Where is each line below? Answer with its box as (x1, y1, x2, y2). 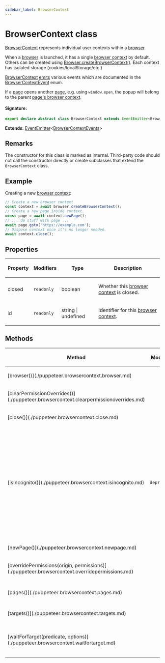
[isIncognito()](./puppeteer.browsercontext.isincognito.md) (7, 479, 145, 486)
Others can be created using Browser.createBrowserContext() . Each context (5, 59, 160, 65)
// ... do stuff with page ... (5, 218, 69, 223)
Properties (5, 245, 38, 254)
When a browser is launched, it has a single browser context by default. (5, 54, 150, 60)
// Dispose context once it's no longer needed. (5, 227, 107, 232)
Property (7, 265, 29, 272)
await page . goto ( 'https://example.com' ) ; (5, 222, 91, 228)
